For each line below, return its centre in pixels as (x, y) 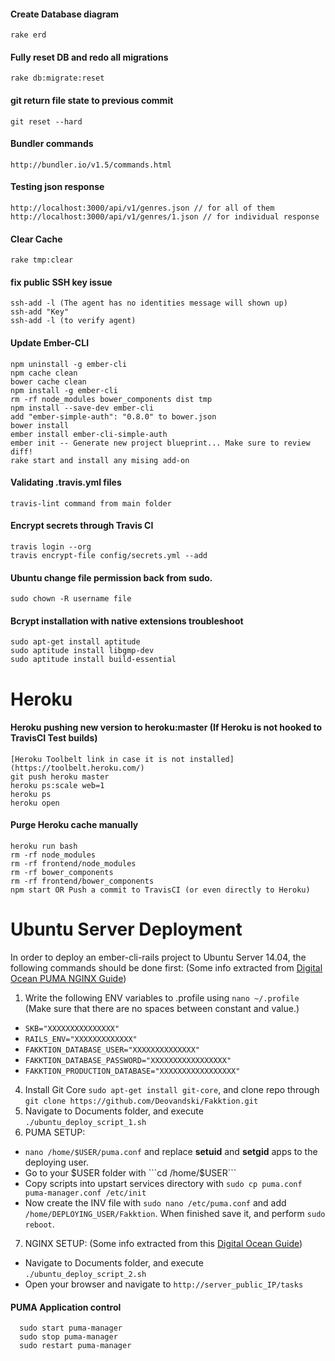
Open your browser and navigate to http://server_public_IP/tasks (164, 1284)
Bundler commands (52, 144)
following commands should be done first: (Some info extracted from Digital (166, 967)
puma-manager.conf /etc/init (85, 1193)
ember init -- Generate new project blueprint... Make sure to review (160, 443)
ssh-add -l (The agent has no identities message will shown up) (149, 303)
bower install (40, 425)
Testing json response (57, 187)
